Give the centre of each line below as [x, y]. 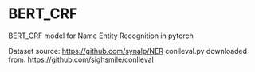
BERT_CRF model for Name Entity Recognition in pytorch [101, 36]
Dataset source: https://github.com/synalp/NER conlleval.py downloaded [128, 51]
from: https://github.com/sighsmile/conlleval [81, 59]
